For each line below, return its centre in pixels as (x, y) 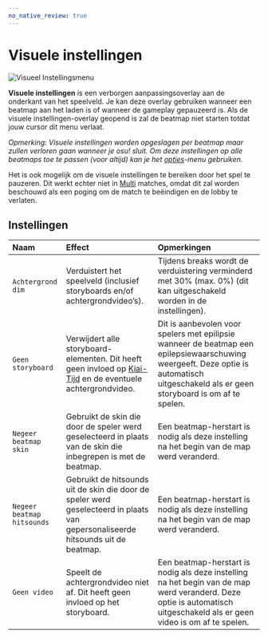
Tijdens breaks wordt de (203, 261)
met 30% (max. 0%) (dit (203, 281)
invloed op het (93, 602)
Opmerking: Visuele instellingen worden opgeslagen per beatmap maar (126, 142)
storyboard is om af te (199, 394)
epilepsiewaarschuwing (202, 354)
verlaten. (23, 200)
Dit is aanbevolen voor (199, 324)
